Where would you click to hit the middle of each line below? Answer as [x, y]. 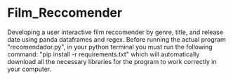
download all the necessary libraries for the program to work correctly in [112, 61]
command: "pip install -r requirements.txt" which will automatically [104, 54]
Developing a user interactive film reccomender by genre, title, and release [115, 32]
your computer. [29, 69]
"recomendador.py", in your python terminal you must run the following [110, 47]
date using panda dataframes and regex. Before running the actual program [116, 39]
